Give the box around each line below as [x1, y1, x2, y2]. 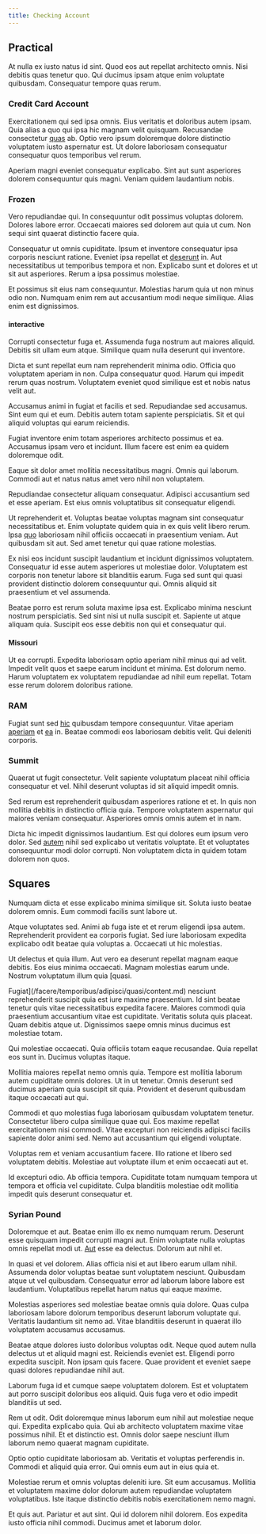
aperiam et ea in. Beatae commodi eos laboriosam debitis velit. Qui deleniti [8, 726, 252, 737]
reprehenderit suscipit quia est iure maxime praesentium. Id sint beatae [8, 995, 241, 1004]
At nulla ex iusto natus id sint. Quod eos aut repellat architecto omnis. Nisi [8, 62, 248, 71]
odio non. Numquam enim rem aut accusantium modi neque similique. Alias [8, 293, 254, 303]
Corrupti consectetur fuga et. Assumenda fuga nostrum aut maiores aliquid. [8, 337, 256, 347]
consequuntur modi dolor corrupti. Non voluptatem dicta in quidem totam [8, 846, 247, 855]
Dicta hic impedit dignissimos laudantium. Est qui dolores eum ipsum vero [8, 829, 249, 839]
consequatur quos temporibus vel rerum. [8, 150, 142, 159]
